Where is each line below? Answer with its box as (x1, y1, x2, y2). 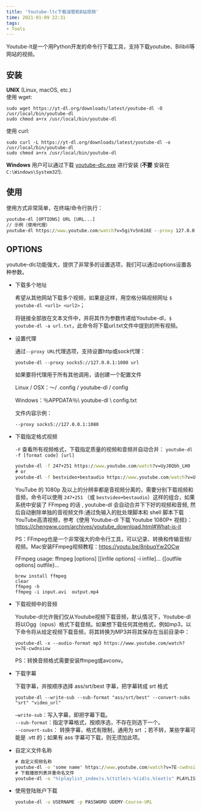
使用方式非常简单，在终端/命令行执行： (6, 204, 103, 211)
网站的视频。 (6, 51, 38, 58)
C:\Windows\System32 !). (6, 168, 63, 176)
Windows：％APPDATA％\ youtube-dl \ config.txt (14, 396, 137, 404)
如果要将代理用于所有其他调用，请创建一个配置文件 (14, 371, 142, 378)
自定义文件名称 (14, 746, 52, 754)
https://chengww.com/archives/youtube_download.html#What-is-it (14, 523, 182, 530)
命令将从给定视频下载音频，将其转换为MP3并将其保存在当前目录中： (20, 628, 191, 635)
